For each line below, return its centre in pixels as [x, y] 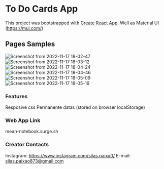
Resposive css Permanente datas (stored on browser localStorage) [75, 107]
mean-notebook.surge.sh [32, 132]
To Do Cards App [42, 9]
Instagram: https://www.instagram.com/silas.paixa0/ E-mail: [68, 155]
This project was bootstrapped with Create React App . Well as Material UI [82, 23]
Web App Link [23, 120]
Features [17, 96]
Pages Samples [30, 44]
